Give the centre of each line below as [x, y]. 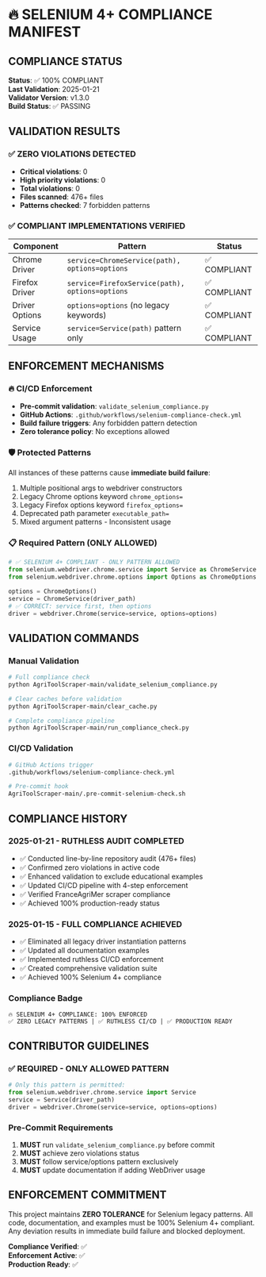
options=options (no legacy [118, 305]
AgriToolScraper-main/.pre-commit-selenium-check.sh [97, 794]
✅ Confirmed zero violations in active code [89, 867]
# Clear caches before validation [65, 699]
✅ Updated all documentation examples [84, 951]
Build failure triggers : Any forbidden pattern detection [108, 423]
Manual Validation [44, 660]
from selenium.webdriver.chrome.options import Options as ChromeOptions [133, 577]
